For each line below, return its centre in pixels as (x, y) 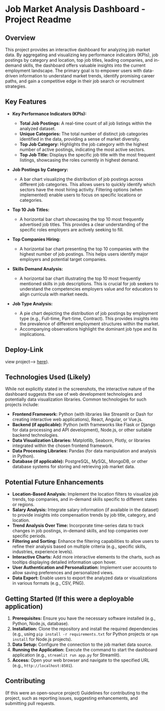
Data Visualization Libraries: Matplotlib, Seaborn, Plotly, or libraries (81, 441)
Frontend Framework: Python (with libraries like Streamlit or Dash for (83, 414)
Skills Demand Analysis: (37, 269)
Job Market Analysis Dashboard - (75, 9)
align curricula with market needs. (54, 294)
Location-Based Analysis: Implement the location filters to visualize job (85, 494)
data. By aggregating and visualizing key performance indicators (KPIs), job (82, 55)
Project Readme (38, 19)
